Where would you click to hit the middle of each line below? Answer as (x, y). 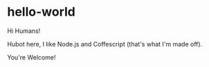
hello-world (42, 12)
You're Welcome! (31, 57)
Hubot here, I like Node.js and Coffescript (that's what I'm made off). (105, 44)
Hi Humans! (24, 31)
